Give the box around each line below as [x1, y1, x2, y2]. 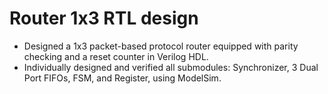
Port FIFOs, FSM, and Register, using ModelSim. [23, 72, 222, 84]
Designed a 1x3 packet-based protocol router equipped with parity [23, 40, 299, 52]
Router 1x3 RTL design [9, 7, 199, 30]
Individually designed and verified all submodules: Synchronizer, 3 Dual [23, 61, 319, 73]
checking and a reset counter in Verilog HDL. [23, 50, 209, 62]
